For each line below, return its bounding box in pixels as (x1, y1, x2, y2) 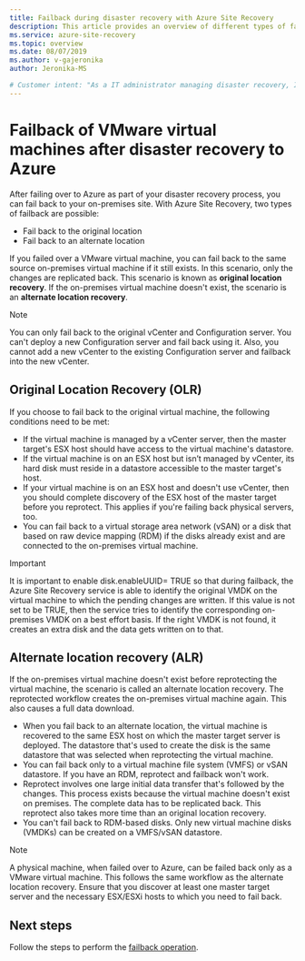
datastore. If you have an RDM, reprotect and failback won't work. (22, 769, 270, 780)
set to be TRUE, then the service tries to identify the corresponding (9, 604, 261, 615)
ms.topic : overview (9, 38, 84, 48)
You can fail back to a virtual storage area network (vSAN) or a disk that (22, 521, 291, 531)
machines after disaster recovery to (9, 138, 285, 159)
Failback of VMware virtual (9, 119, 217, 140)
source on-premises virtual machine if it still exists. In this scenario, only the (9, 262, 293, 273)
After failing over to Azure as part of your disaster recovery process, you (9, 188, 281, 199)
